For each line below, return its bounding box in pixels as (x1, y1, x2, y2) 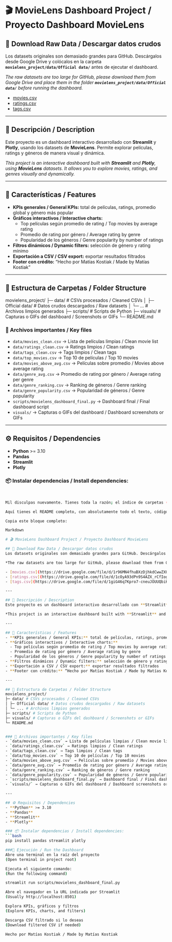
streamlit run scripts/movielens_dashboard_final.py (5, 880, 120, 886)
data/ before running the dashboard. (5, 85, 83, 91)
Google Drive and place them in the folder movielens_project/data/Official (5, 80, 166, 85)
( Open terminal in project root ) (5, 857, 77, 862)
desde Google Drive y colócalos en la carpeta (5, 59, 102, 65)
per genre (12, 376, 34, 382)
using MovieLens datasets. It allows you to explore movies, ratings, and (5, 165, 158, 171)
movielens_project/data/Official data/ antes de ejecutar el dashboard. (5, 64, 159, 70)
